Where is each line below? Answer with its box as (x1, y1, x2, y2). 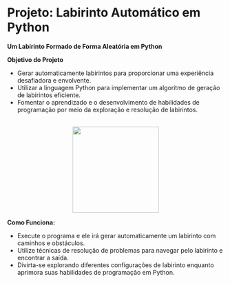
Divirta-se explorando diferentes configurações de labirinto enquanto (17, 260, 215, 269)
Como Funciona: (7, 218, 55, 227)
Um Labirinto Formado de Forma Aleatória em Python (7, 42, 163, 50)
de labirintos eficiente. (17, 91, 81, 99)
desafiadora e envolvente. (17, 76, 92, 84)
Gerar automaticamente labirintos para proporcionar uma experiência (17, 69, 214, 77)
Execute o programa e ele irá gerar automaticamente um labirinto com (17, 231, 216, 240)
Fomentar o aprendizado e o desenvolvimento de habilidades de (17, 98, 200, 106)
